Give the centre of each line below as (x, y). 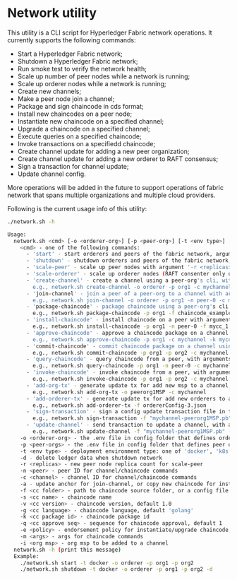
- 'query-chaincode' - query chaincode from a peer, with (113, 359)
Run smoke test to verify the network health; (82, 69)
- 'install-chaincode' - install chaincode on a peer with (114, 320)
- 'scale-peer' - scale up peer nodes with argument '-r (111, 267)
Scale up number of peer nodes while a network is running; (104, 76)
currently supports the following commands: (72, 40)
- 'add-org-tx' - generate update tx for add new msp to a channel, (129, 385)
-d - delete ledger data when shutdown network (91, 458)
